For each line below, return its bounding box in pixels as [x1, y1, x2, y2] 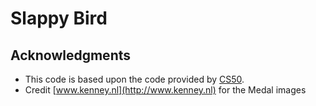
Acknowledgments [10, 47, 132, 64]
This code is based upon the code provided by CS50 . [24, 73, 245, 85]
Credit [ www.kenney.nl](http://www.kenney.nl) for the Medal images [24, 84, 307, 96]
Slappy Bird [10, 7, 108, 30]
